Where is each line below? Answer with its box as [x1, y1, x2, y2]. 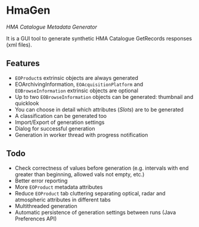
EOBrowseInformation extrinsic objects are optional [14, 87, 139, 94]
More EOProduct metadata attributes [14, 183, 103, 191]
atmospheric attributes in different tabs [14, 196, 111, 203]
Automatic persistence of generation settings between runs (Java [14, 209, 176, 216]
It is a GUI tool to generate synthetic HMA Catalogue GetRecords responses [6, 35, 192, 42]
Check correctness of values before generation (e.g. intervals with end [14, 164, 189, 172]
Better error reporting [14, 177, 68, 184]
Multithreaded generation [14, 202, 77, 209]
